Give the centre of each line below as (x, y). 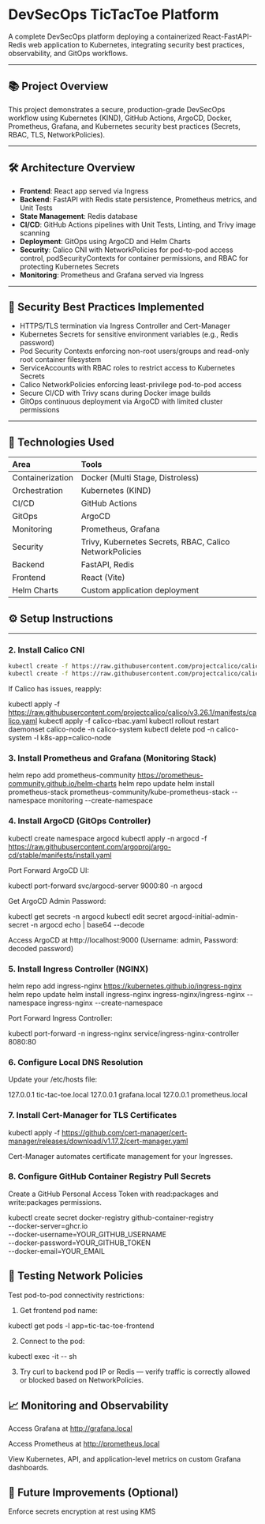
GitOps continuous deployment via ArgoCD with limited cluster (121, 401)
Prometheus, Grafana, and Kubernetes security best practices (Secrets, (124, 126)
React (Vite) (103, 578)
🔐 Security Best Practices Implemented (106, 307)
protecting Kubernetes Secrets (69, 266)
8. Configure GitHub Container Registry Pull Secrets (110, 1176)
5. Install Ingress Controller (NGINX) (78, 969)
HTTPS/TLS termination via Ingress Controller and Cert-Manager (125, 326)
